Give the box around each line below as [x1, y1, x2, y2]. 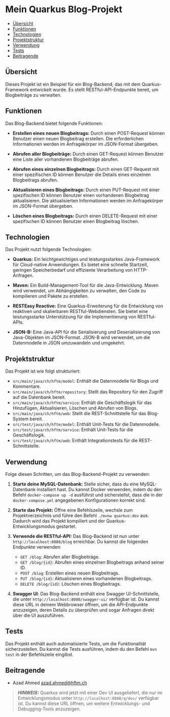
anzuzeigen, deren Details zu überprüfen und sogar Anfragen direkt [12, 607, 155, 613]
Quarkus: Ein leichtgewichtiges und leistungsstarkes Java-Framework [12, 256, 160, 263]
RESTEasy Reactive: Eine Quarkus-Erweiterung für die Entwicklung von [12, 303, 163, 309]
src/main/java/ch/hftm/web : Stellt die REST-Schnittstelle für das [12, 411, 147, 417]
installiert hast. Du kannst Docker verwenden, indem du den [37, 486, 162, 492]
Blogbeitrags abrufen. [12, 177, 58, 183]
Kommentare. [12, 383, 41, 390]
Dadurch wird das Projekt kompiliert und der [12, 518, 106, 524]
